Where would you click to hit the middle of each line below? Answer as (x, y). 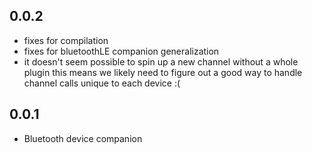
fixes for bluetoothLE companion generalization (121, 51)
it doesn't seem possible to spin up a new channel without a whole (161, 61)
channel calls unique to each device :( (102, 83)
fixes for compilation (66, 40)
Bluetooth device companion (83, 138)
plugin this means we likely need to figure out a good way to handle (163, 72)
